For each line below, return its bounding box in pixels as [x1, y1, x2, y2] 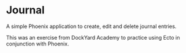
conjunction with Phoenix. [6, 40, 69, 47]
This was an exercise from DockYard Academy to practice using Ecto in [6, 34, 180, 41]
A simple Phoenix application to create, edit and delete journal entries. [6, 23, 177, 30]
